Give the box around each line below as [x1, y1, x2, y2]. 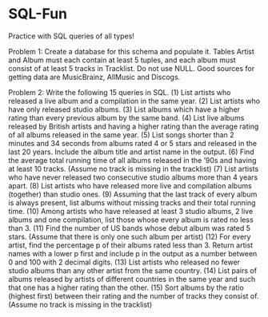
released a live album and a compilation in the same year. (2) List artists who [8, 96, 261, 105]
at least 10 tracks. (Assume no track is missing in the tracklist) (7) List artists [8, 164, 259, 173]
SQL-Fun [8, 5, 68, 23]
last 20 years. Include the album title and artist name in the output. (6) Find [8, 147, 254, 157]
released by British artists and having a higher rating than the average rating [8, 121, 259, 131]
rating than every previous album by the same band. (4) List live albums [8, 113, 245, 122]
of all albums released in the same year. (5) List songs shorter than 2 [8, 129, 234, 140]
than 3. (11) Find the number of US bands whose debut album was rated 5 [8, 223, 250, 232]
